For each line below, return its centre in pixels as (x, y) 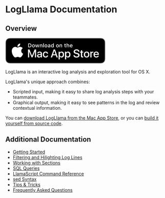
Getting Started (29, 152)
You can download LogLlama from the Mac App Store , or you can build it (82, 118)
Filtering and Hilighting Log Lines (48, 157)
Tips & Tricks (27, 184)
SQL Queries (26, 168)
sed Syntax (25, 179)
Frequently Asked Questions (43, 190)
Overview (21, 28)
